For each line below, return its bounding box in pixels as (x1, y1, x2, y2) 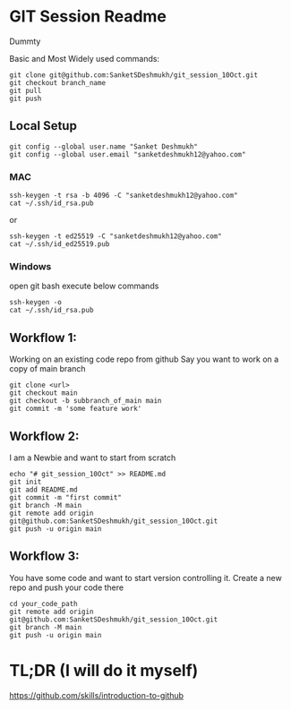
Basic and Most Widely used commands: (9, 53, 159, 64)
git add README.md (9, 485, 78, 494)
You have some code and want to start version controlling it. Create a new (9, 572, 282, 583)
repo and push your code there (9, 582, 124, 593)
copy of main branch (9, 364, 86, 374)
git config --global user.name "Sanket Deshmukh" (9, 141, 199, 151)
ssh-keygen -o (9, 298, 63, 307)
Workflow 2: (9, 428, 80, 444)
